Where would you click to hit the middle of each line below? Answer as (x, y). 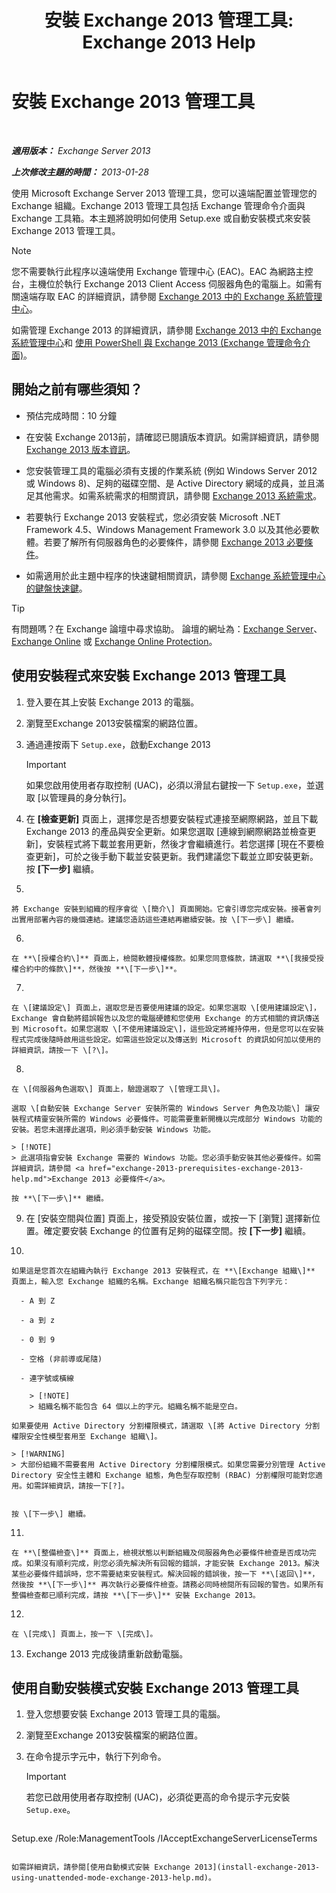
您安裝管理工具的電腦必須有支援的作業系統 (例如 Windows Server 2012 (171, 470)
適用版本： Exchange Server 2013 (81, 150)
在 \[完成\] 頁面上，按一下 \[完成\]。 (84, 1634)
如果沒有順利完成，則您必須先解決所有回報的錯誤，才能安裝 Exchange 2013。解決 (172, 1563)
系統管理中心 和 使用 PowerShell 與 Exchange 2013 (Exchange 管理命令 (157, 342)
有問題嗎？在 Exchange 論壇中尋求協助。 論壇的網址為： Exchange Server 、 (167, 628)
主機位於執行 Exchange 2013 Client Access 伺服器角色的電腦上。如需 (171, 283)
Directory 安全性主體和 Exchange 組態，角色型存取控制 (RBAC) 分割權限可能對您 (163, 1475)
